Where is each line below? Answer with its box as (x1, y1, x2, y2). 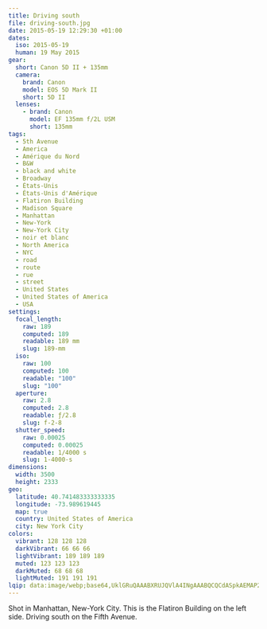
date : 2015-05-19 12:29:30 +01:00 (8, 26, 123, 34)
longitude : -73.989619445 (15, 500, 102, 508)
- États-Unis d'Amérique (15, 189, 98, 197)
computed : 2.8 (22, 404, 69, 412)
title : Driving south (8, 11, 80, 20)
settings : (8, 307, 41, 315)
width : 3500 (15, 471, 56, 479)
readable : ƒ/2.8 (22, 412, 77, 420)
